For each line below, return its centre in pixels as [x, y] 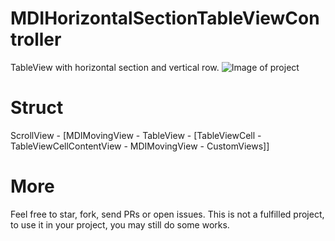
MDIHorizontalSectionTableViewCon [165, 18]
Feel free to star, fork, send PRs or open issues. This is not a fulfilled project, [167, 214]
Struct [37, 108]
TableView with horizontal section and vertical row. [115, 67]
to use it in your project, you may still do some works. [120, 224]
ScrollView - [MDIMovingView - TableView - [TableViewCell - [136, 135]
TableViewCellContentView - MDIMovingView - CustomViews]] [140, 146]
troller [36, 39]
